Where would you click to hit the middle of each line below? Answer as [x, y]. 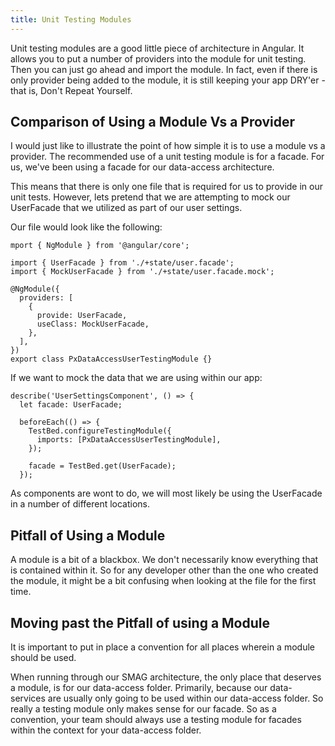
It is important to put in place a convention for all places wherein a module [162, 647]
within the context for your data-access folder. [106, 730]
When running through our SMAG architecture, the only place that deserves [166, 677]
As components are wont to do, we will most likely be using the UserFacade [166, 493]
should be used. [43, 658]
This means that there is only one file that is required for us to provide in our [166, 187]
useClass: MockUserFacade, [93, 324]
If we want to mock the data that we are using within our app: [136, 378]
